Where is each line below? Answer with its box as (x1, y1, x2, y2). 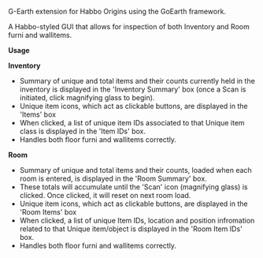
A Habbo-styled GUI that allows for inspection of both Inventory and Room (8, 22, 250, 31)
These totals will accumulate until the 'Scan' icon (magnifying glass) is (19, 182, 248, 192)
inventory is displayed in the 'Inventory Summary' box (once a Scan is (19, 84, 246, 94)
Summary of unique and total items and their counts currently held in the (19, 77, 256, 85)
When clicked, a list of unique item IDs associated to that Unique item (19, 118, 246, 127)
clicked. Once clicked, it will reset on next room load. (19, 191, 191, 200)
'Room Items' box (19, 208, 77, 216)
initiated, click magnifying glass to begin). (19, 93, 155, 102)
